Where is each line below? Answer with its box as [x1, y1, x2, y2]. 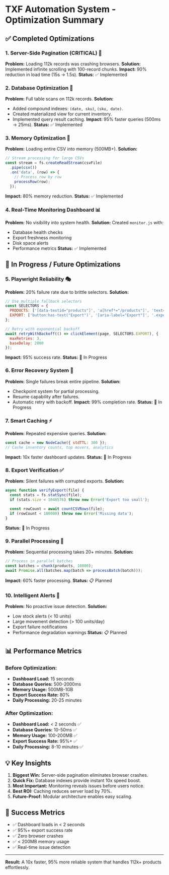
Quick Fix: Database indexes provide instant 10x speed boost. [12, 777, 141, 784]
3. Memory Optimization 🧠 [5, 134, 70, 142]
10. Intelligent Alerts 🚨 [5, 592, 60, 599]
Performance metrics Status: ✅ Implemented [12, 245, 107, 251]
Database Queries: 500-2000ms [12, 681, 81, 687]
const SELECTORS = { [5, 303, 49, 308]
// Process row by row [14, 174, 62, 179]
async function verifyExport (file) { [5, 488, 84, 493]
